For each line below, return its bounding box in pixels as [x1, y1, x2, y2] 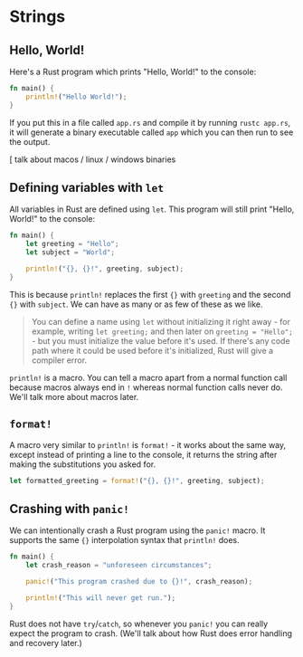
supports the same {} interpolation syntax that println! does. [9, 535, 240, 546]
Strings [9, 6, 66, 27]
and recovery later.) [9, 637, 83, 648]
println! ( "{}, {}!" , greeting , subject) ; [25, 264, 184, 273]
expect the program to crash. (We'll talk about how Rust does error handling [9, 627, 292, 639]
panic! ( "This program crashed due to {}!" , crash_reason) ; [25, 577, 253, 586]
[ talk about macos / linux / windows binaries [9, 154, 176, 165]
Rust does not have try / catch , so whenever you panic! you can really [9, 618, 269, 629]
